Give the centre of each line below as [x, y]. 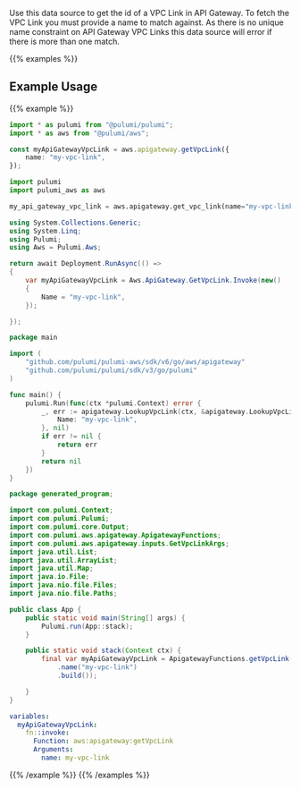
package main [33, 338]
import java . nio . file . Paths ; [63, 594]
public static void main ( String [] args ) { [105, 618]
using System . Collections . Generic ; [75, 223]
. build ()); [77, 676]
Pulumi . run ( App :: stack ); [87, 626]
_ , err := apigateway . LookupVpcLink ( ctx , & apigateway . [146, 411]
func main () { [36, 394]
